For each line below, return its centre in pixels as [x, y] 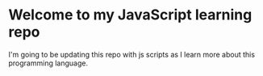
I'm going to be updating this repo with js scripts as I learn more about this [132, 54]
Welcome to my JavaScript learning [130, 15]
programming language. [48, 63]
